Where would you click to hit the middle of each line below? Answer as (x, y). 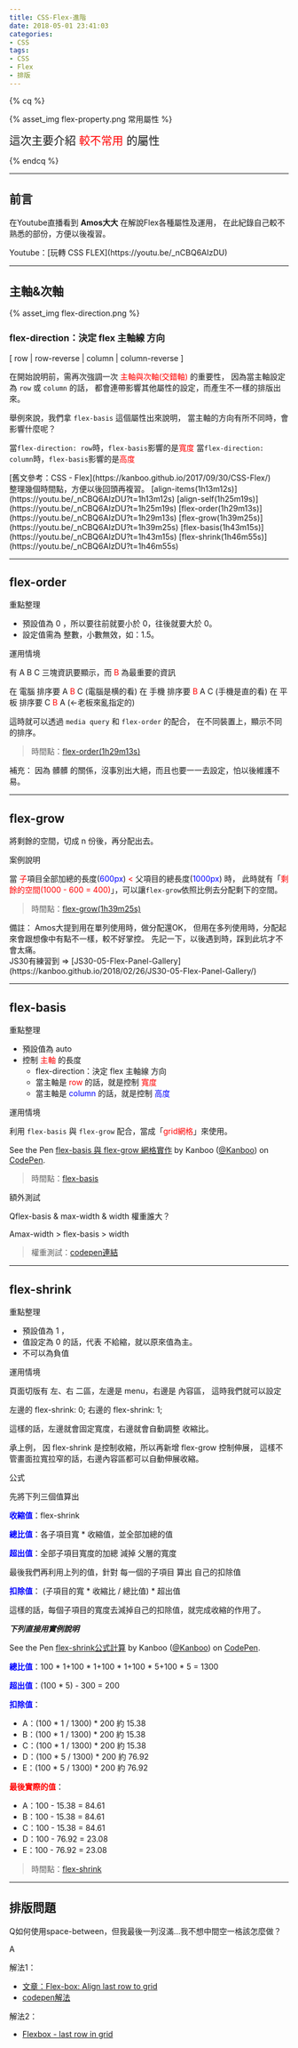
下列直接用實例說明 (44, 1628)
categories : (31, 34)
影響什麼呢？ (32, 429)
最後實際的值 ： (36, 1786)
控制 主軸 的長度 (51, 1060)
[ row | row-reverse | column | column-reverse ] (97, 358)
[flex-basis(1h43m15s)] (222, 527)
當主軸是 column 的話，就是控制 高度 (103, 1093)
